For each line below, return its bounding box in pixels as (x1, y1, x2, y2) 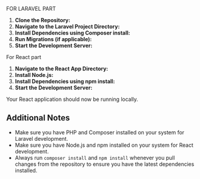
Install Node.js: (14, 72, 54, 78)
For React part (6, 54, 42, 60)
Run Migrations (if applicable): (14, 36, 92, 42)
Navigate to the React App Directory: (14, 65, 109, 72)
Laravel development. (14, 135, 69, 142)
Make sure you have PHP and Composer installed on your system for (14, 128, 184, 136)
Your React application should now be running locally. (6, 95, 139, 103)
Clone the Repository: (14, 17, 70, 23)
